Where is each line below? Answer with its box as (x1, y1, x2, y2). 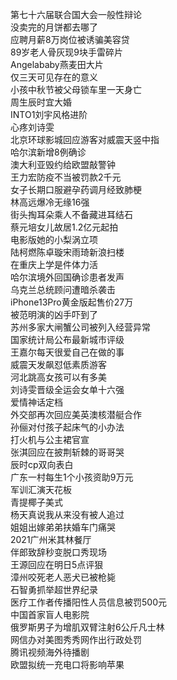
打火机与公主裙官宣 (10, 434, 90, 445)
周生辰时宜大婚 (10, 96, 72, 108)
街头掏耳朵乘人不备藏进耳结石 (10, 209, 133, 220)
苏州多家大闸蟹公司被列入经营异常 (10, 321, 151, 333)
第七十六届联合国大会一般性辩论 (10, 9, 142, 20)
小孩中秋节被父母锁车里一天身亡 (10, 84, 142, 95)
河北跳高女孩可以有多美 (10, 371, 107, 383)
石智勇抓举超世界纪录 (10, 584, 98, 595)
